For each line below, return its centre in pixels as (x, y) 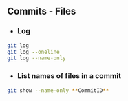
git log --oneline (33, 52)
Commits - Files (42, 11)
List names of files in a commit (69, 76)
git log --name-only (37, 58)
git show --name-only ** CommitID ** (58, 90)
